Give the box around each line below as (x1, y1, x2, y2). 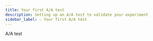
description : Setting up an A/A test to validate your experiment (5, 12, 148, 17)
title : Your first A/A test (5, 7, 65, 13)
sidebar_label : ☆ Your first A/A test (5, 17, 87, 22)
